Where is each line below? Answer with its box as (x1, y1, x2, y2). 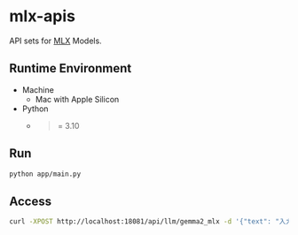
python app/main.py (9, 170, 82, 178)
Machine (21, 84, 55, 95)
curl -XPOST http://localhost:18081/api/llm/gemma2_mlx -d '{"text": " (9, 217, 279, 226)
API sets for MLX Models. (9, 35, 102, 46)
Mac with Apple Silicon (35, 94, 120, 104)
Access (9, 193, 51, 208)
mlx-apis (9, 6, 76, 27)
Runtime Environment (9, 61, 132, 76)
